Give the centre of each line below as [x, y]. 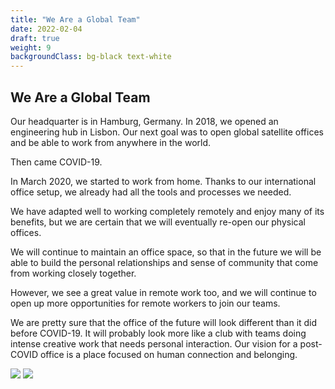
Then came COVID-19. [56, 162]
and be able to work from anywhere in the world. [111, 142]
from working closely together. [73, 273]
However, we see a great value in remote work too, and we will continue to [163, 292]
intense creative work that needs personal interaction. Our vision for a [154, 343]
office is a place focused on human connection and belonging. [168, 354]
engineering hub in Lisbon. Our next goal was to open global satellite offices [167, 132]
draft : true [35, 38]
